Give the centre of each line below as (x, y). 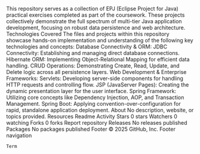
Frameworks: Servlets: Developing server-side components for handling (95, 78)
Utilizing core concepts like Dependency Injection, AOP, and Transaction (95, 97)
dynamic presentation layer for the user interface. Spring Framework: (91, 91)
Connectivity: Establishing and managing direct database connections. (93, 53)
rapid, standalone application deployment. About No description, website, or (100, 110)
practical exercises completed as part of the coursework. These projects (96, 15)
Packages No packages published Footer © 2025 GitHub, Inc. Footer (91, 129)
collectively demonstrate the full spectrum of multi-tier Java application (94, 21)
